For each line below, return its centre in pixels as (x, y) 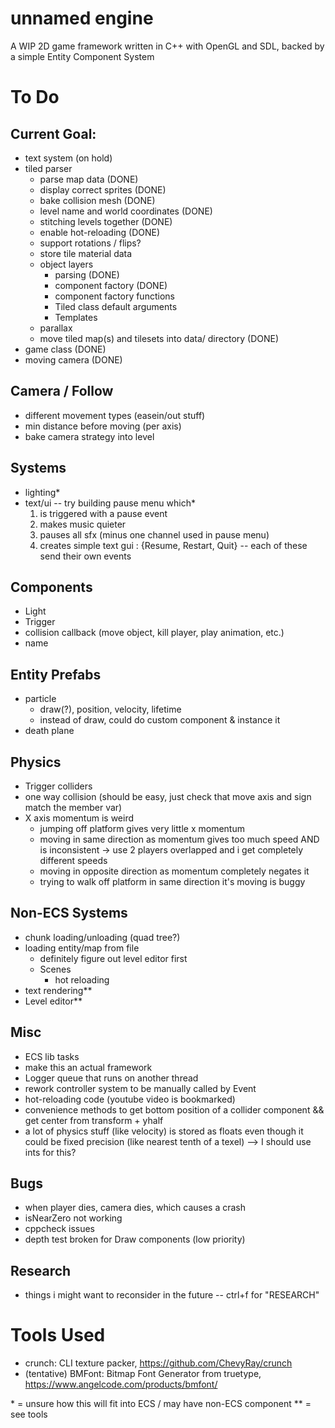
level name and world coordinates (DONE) (126, 211)
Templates (76, 317)
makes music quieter (83, 524)
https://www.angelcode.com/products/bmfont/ (121, 1384)
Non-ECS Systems (69, 913)
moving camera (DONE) (73, 359)
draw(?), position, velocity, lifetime (110, 709)
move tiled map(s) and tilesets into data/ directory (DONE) (159, 338)
